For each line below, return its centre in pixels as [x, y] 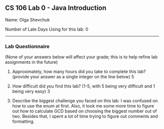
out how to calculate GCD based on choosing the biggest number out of [84, 111]
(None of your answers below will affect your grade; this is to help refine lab [81, 57]
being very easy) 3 [31, 92]
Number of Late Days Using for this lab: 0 [47, 29]
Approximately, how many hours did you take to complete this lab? [79, 72]
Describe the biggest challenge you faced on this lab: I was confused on [85, 101]
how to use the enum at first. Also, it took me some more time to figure [83, 106]
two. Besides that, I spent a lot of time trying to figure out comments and [85, 116]
